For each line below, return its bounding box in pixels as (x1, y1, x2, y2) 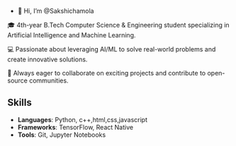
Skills (7, 97, 32, 109)
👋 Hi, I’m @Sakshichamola (17, 7, 94, 15)
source (7, 76, 28, 85)
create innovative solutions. (7, 55, 88, 63)
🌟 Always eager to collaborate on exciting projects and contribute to (7, 69, 206, 77)
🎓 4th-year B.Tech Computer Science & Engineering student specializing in (7, 21, 230, 29)
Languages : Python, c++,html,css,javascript (17, 115, 147, 123)
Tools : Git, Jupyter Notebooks (17, 130, 106, 139)
